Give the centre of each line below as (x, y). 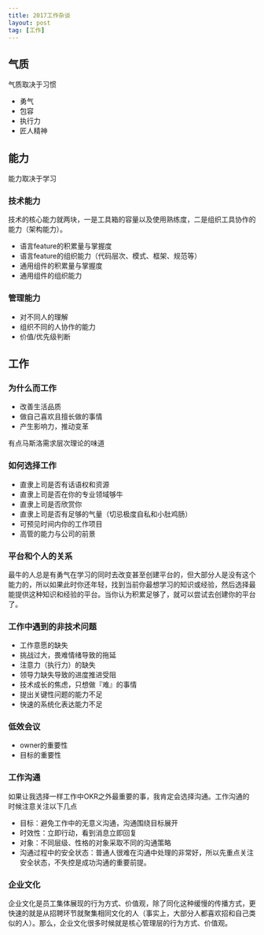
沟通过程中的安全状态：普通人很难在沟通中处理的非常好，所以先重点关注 (136, 852)
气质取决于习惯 (32, 84)
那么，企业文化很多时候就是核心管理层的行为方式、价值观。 (135, 923)
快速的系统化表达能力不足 (61, 704)
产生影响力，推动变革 (54, 427)
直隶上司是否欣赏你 (51, 504)
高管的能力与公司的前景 (57, 534)
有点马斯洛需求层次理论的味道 (56, 443)
